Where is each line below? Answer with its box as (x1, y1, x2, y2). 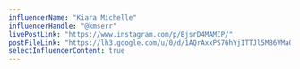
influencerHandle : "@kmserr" (8, 22, 117, 30)
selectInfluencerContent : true (8, 47, 125, 56)
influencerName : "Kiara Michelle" (8, 13, 138, 22)
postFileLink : (8, 38, 62, 47)
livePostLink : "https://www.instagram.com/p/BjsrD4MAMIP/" (8, 30, 234, 39)
